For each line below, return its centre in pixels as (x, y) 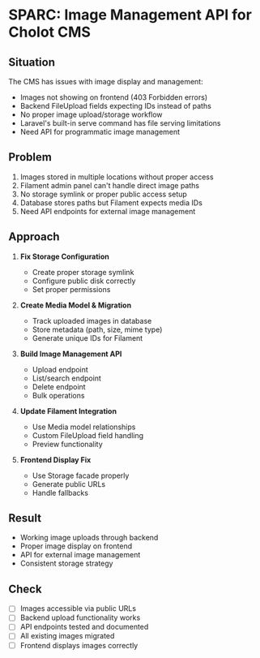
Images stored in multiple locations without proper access (117, 177)
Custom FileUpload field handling (88, 435)
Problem (30, 157)
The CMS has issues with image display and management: (106, 82)
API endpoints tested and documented (84, 627)
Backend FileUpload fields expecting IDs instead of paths (116, 106)
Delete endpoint (59, 386)
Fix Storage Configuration (64, 256)
